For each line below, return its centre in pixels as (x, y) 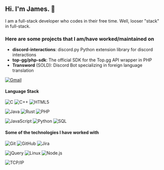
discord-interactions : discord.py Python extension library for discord (82, 50)
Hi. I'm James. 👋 (30, 9)
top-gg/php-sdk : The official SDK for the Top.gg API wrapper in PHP (82, 60)
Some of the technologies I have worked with (52, 132)
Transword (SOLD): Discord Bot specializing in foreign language (77, 65)
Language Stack (22, 91)
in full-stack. (18, 26)
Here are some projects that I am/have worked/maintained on (80, 39)
